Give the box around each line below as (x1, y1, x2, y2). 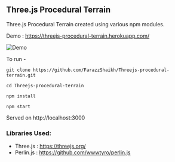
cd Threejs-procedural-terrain (6, 82, 84, 88)
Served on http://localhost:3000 (6, 114, 85, 121)
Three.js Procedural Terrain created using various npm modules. (6, 20, 165, 27)
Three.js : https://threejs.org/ (14, 143, 86, 150)
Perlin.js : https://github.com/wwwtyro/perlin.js (14, 149, 131, 156)
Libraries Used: (6, 129, 52, 137)
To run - (6, 55, 26, 62)
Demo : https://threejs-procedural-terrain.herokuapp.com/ (6, 32, 150, 39)
